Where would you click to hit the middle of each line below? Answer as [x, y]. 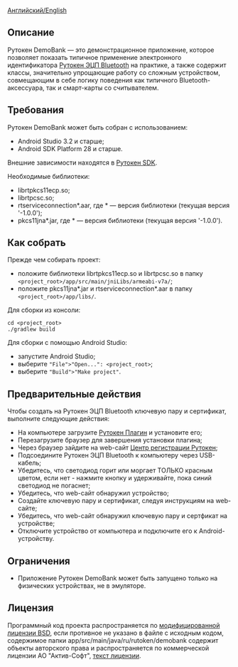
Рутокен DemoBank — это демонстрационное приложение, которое [111, 50]
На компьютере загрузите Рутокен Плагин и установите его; [110, 433]
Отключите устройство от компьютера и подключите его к [107, 531]
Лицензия [31, 608]
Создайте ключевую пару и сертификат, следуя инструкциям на [116, 501]
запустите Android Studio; [56, 356]
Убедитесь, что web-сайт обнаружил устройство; [93, 493]
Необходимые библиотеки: [49, 176]
